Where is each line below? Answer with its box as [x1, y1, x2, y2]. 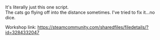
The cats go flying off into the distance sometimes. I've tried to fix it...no [5, 9, 155, 15]
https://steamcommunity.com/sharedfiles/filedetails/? [37, 24, 149, 30]
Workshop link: [5, 24, 36, 30]
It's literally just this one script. [5, 4, 69, 10]
